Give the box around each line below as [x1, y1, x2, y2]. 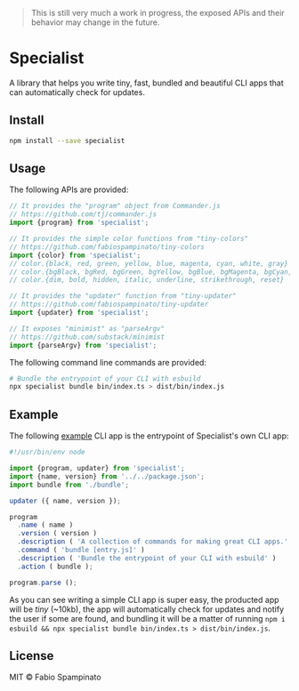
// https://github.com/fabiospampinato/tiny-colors [9, 242, 205, 252]
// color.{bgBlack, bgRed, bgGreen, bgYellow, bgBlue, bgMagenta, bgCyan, [9, 267, 293, 277]
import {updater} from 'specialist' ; [9, 309, 149, 317]
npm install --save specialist [9, 136, 125, 145]
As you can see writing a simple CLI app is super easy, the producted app [9, 594, 279, 605]
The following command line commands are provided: [9, 357, 207, 367]
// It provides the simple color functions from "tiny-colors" [9, 235, 249, 244]
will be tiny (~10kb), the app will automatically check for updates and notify [9, 604, 285, 615]
